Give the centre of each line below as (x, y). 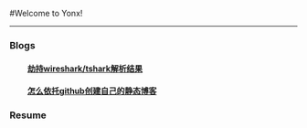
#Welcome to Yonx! (46, 13)
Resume (28, 115)
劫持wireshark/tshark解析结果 (85, 69)
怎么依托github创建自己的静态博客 (92, 91)
